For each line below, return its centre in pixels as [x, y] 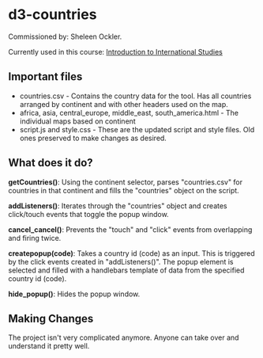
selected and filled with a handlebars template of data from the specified [126, 270]
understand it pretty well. [49, 346]
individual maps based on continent [77, 121]
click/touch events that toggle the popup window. [88, 214]
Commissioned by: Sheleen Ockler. [65, 36]
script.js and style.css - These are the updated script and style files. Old [137, 129]
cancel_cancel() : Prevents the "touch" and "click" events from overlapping [130, 229]
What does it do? [51, 163]
